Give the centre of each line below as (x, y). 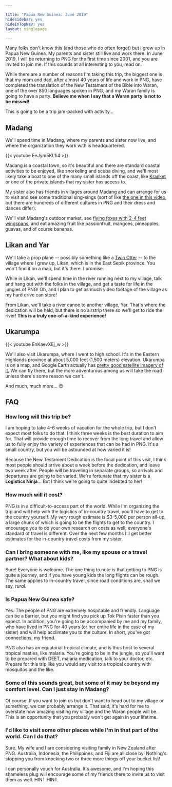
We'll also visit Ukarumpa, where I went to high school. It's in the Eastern (82, 354)
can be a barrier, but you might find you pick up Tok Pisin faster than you (82, 616)
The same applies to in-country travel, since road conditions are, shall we (83, 580)
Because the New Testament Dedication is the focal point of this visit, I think (86, 460)
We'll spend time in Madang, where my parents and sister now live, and (81, 140)
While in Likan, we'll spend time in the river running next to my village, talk (83, 278)
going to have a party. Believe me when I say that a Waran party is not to (83, 96)
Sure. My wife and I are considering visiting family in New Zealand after (81, 747)
